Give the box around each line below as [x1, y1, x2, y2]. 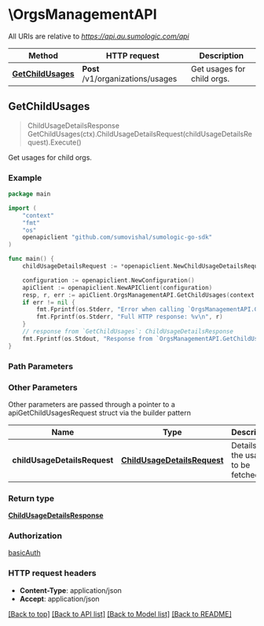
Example [8, 172, 42, 183]
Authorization [8, 530, 63, 541]
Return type [8, 492, 55, 503]
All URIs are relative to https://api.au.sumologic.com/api [8, 31, 190, 41]
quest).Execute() [27, 137, 82, 147]
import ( [8, 204, 37, 212]
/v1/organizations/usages [82, 73, 178, 84]
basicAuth [8, 548, 41, 558]
